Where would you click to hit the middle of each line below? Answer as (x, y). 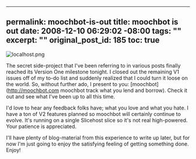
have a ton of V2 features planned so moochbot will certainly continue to (93, 114)
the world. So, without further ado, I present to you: (68, 84)
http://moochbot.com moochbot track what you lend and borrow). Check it (98, 90)
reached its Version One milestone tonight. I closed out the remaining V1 (93, 72)
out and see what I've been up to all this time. (61, 96)
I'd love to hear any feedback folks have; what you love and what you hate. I (97, 108)
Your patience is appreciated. (41, 126)
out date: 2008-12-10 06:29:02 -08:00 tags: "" (94, 31)
